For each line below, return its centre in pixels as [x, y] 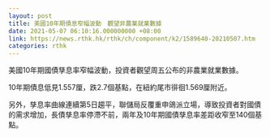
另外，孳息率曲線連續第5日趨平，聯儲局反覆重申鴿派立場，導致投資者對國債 [135, 105]
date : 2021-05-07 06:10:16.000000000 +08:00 [85, 31]
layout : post [30, 16]
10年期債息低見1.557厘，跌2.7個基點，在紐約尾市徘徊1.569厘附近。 [120, 88]
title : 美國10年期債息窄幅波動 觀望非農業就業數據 [85, 24]
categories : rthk [38, 46]
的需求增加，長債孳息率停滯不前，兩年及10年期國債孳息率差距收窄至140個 [132, 115]
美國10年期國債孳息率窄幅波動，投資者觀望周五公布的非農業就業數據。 [126, 71]
